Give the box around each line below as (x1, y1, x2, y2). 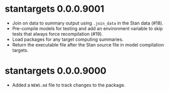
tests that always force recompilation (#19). (12, 31, 103, 37)
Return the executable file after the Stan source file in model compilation (12, 41, 164, 48)
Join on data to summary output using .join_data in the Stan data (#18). (12, 20, 164, 26)
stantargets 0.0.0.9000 (5, 65, 106, 77)
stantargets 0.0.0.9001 (5, 3, 105, 15)
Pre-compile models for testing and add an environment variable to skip (12, 25, 163, 31)
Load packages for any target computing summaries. (12, 36, 124, 42)
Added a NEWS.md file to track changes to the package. (12, 82, 126, 88)
